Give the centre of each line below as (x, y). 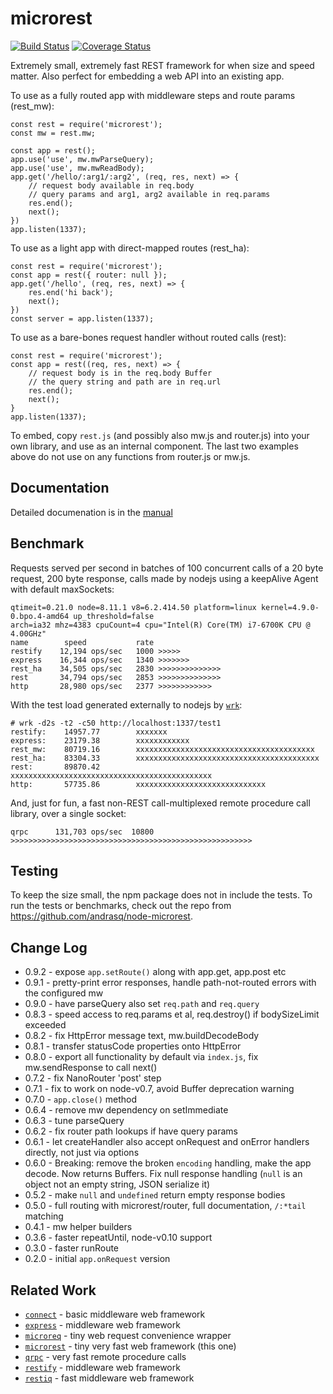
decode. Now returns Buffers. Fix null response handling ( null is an (163, 1174)
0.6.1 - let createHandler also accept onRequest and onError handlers (167, 1142)
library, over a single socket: (68, 813)
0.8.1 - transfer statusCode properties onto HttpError (133, 1046)
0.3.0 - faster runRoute (72, 1248)
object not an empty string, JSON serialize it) (117, 1184)
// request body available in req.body (111, 185)
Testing (34, 870)
